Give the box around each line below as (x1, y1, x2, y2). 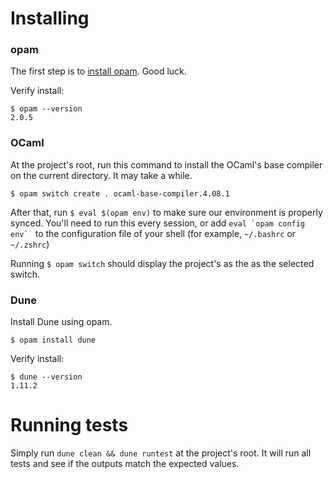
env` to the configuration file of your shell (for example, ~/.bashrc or (10, 227, 297, 239)
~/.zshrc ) (10, 238, 50, 250)
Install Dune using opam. (10, 316, 113, 328)
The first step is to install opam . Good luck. (10, 65, 187, 77)
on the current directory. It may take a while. (10, 169, 193, 181)
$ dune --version (10, 372, 83, 382)
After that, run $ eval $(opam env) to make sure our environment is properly (10, 206, 323, 218)
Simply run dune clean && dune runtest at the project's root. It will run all (10, 447, 312, 459)
